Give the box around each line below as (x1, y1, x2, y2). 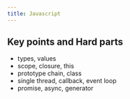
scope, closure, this (17, 62, 75, 70)
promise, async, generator (17, 84, 94, 93)
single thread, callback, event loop (17, 77, 117, 85)
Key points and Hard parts (7, 36, 124, 48)
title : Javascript (7, 10, 61, 17)
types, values (17, 54, 57, 63)
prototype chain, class (17, 69, 82, 77)
